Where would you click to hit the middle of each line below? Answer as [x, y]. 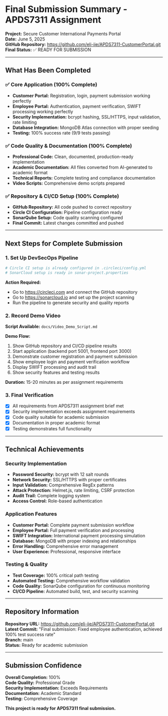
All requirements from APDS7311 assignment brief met [68, 406]
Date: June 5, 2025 [25, 39]
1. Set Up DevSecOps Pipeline [42, 258]
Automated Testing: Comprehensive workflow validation [71, 580]
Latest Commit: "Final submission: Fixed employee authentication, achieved [84, 629]
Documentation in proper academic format [56, 423]
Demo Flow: [18, 336]
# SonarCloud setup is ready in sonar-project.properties [67, 273]
